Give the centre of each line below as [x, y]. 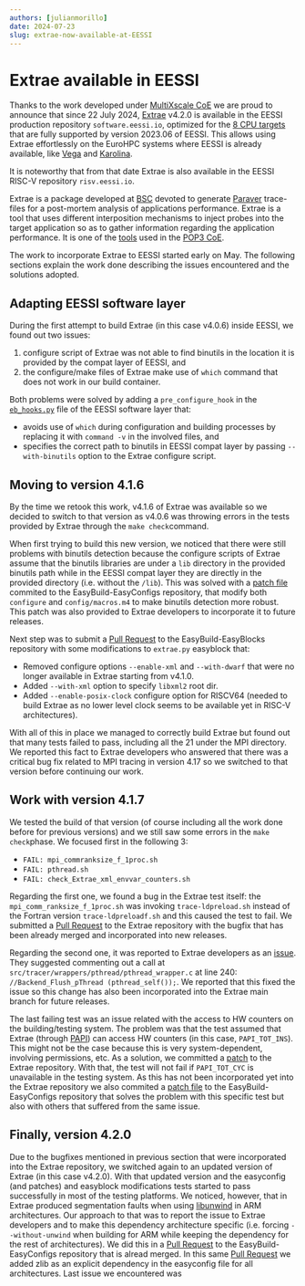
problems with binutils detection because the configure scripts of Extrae [145, 553]
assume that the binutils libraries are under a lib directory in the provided [147, 563]
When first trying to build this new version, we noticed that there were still [148, 543]
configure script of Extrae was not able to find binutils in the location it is [158, 353]
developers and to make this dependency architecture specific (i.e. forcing [149, 1225]
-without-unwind [40, 1235]
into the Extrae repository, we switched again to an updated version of [141, 1166]
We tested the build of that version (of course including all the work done [147, 821]
